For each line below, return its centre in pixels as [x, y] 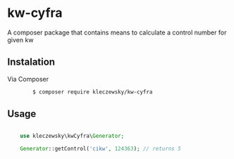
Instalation [31, 62]
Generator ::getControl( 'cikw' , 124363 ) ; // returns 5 [100, 149]
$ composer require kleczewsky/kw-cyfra [93, 92]
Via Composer [28, 79]
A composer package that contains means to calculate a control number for [117, 32]
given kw [20, 39]
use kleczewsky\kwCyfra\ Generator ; [72, 136]
